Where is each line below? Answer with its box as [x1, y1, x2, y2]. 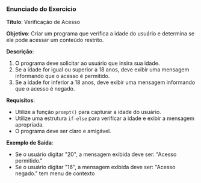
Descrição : [6, 48, 34, 55]
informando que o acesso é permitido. [14, 73, 110, 80]
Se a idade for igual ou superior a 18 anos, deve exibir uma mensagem [14, 66, 190, 73]
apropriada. [14, 121, 44, 128]
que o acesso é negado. [14, 85, 75, 92]
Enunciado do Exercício [6, 5, 76, 13]
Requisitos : [6, 97, 35, 104]
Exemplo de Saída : [6, 139, 54, 146]
